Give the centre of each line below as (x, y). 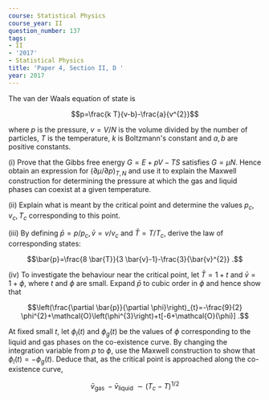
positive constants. (40, 146)
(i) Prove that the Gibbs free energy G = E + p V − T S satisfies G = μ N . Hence (135, 162)
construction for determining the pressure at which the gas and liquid (123, 181)
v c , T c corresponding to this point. (64, 216)
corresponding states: (45, 243)
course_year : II (35, 23)
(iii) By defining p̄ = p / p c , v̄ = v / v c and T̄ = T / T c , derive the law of (116, 234)
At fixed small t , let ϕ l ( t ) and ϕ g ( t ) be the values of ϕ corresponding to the (130, 332)
